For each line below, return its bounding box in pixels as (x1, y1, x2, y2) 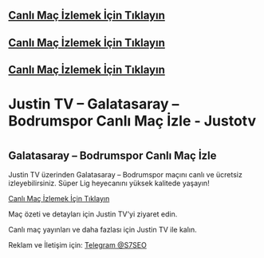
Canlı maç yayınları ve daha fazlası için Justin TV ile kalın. (8, 224, 197, 234)
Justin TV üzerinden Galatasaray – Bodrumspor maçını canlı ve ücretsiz (8, 169, 243, 179)
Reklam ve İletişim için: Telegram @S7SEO (8, 240, 148, 249)
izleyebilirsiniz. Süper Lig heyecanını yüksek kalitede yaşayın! (8, 178, 210, 188)
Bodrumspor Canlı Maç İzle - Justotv (8, 112, 257, 130)
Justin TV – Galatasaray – (8, 95, 179, 113)
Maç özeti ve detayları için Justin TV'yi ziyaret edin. (8, 209, 178, 219)
